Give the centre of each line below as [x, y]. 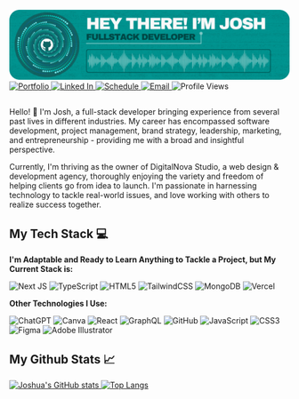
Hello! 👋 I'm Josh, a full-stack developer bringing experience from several [145, 112]
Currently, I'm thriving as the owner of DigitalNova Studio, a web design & [144, 167]
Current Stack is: [41, 269]
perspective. [32, 150]
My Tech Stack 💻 [59, 233]
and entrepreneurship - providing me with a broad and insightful [127, 140]
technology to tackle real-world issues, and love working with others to [139, 196]
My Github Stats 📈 [62, 359]
